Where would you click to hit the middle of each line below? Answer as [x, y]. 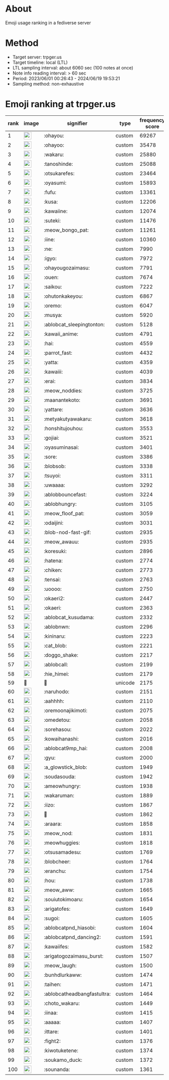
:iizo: [49, 805]
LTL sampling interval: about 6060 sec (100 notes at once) [73, 67]
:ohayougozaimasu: [67, 267]
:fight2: [52, 1041]
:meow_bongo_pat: [66, 230]
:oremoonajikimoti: [65, 710]
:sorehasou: [58, 729]
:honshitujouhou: [63, 428]
